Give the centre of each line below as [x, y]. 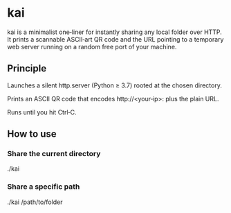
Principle [27, 68]
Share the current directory [54, 154]
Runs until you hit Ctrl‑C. [42, 112]
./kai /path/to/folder [35, 202]
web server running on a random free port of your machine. [92, 46]
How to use [32, 134]
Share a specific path [44, 187]
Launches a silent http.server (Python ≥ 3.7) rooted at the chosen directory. [115, 85]
